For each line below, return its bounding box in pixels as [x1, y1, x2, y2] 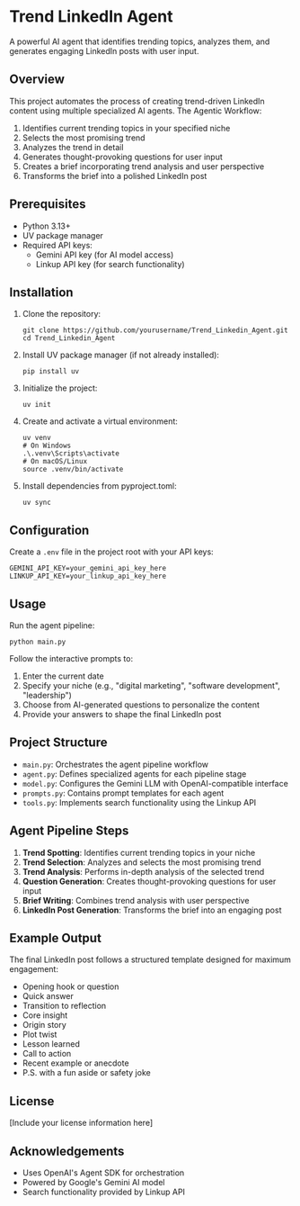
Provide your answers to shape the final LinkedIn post [22, 709, 222, 719]
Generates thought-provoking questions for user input [22, 151, 223, 162]
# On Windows [22, 441, 72, 451]
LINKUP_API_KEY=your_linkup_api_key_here [9, 571, 167, 581]
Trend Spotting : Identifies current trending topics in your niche [22, 847, 256, 858]
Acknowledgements [9, 1143, 125, 1158]
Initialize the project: [22, 382, 98, 393]
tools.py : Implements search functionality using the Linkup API [22, 796, 257, 807]
